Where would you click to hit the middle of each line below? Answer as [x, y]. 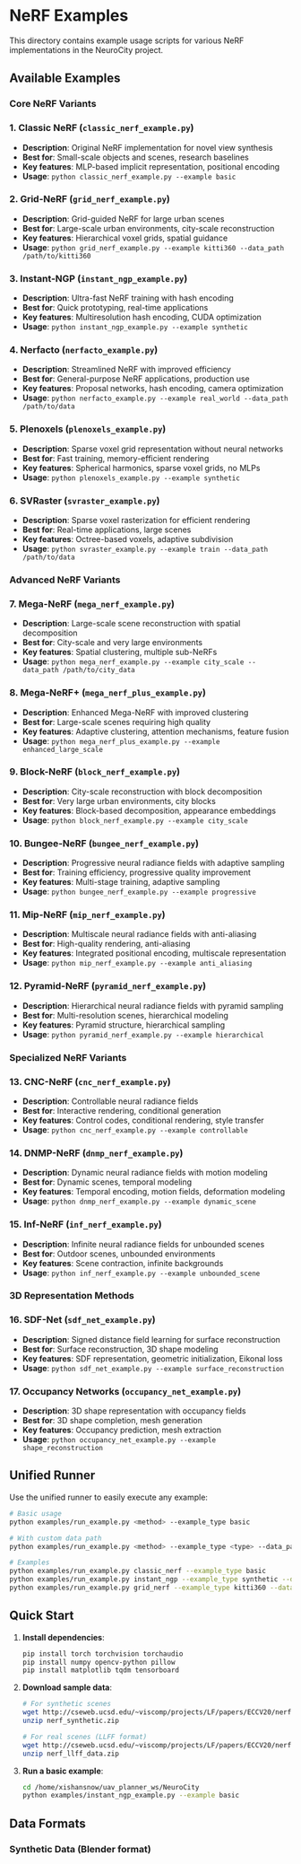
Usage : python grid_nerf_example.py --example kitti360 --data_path [153, 247]
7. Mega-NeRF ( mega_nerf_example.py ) [92, 604]
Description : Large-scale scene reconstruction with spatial [131, 624]
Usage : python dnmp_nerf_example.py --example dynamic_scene [139, 1201]
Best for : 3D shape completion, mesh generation [112, 1421]
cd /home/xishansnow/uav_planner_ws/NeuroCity [111, 1787]
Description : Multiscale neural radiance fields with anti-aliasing [139, 934]
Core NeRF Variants [53, 104]
